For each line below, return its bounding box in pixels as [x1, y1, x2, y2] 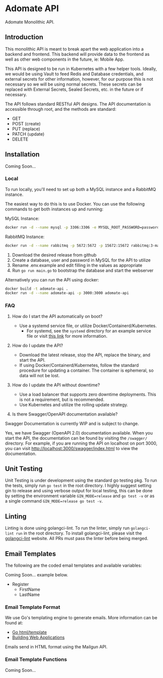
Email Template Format [5, 604, 61, 610]
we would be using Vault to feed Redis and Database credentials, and [5, 71, 144, 77]
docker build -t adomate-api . [5, 286, 68, 291]
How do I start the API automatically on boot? [12, 313, 103, 319]
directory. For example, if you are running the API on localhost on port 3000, [5, 440, 158, 446]
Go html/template [12, 629, 47, 635]
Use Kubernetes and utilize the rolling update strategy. [19, 401, 129, 407]
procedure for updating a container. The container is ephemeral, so [19, 367, 154, 373]
